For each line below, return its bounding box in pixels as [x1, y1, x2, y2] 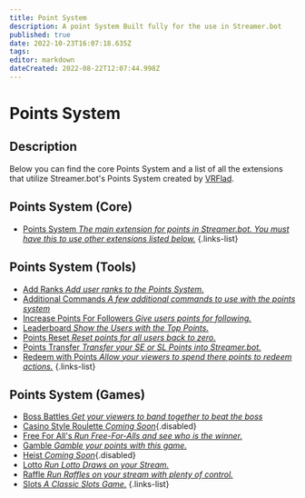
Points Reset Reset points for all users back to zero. [22, 332, 216, 343]
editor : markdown [9, 55, 75, 65]
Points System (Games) [9, 387, 145, 403]
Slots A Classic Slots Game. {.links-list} [22, 479, 170, 490]
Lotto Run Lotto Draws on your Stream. [22, 460, 170, 471]
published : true [9, 30, 71, 39]
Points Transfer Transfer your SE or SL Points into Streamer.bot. [22, 342, 261, 353]
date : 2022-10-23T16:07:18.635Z [9, 38, 132, 48]
